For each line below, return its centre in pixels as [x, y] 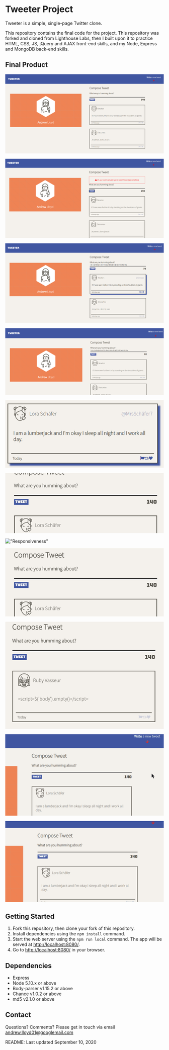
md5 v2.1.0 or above [33, 999]
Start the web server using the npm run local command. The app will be [87, 939]
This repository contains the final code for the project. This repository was [82, 33]
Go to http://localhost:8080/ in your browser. [59, 950]
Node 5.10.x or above [34, 983]
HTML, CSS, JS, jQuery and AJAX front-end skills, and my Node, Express [81, 43]
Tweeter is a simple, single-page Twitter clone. [54, 23]
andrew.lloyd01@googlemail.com [39, 1032]
